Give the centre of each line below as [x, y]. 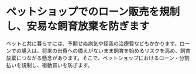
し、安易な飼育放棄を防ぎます [78, 26]
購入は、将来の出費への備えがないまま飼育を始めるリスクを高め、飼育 [106, 50]
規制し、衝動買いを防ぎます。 [57, 65]
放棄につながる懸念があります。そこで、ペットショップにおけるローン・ [93, 58]
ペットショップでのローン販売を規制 [93, 12]
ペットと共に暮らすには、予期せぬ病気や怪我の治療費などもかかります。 [93, 43]
